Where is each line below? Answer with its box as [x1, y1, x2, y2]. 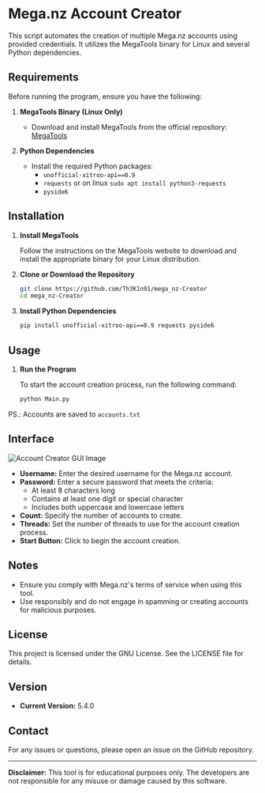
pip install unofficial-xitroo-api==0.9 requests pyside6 [19, 322, 215, 330]
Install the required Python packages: [31, 161, 154, 171]
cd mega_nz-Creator [19, 292, 84, 300]
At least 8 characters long [31, 485, 116, 495]
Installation [8, 210, 65, 223]
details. [8, 657, 32, 666]
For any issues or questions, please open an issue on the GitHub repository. [8, 745, 255, 754]
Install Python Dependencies [19, 306, 117, 316]
